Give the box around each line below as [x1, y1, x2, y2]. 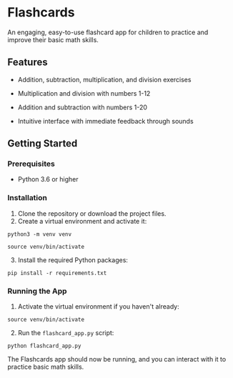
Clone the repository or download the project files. [17, 209, 167, 218]
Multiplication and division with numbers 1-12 [17, 89, 151, 97]
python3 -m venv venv [7, 230, 72, 238]
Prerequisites [7, 159, 55, 169]
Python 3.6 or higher [17, 175, 79, 184]
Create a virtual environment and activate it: [17, 217, 147, 225]
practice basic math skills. [7, 362, 84, 372]
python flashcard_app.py [7, 342, 81, 350]
